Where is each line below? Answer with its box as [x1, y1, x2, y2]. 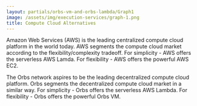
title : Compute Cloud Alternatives [6, 20, 96, 26]
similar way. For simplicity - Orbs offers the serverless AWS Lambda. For [6, 87, 188, 94]
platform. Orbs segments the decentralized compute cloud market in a [6, 80, 182, 87]
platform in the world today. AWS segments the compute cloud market [6, 43, 182, 50]
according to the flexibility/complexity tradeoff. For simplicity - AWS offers [6, 49, 192, 57]
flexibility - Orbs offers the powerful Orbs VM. [6, 93, 121, 100]
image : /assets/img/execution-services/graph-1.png [6, 14, 139, 20]
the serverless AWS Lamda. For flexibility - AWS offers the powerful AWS [6, 55, 189, 63]
